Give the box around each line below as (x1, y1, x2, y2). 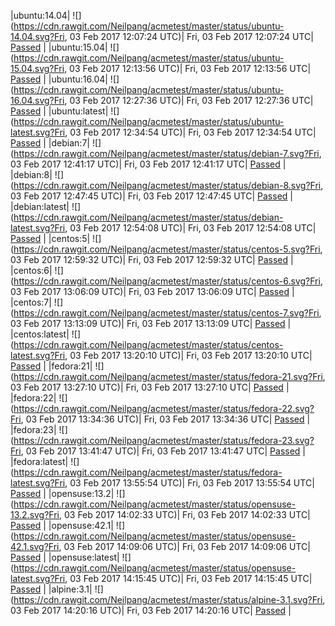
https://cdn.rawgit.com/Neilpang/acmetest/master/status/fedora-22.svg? (13, 403, 315, 414)
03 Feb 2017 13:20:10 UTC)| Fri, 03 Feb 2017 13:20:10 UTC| (69, 350, 313, 361)
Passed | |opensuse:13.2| (10, 488, 115, 499)
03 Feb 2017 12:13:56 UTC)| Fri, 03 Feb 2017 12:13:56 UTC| (69, 63, 312, 74)
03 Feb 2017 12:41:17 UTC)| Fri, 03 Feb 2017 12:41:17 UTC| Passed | (10, 158, 287, 170)
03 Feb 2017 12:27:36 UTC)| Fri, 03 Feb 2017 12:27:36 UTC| (69, 95, 314, 106)
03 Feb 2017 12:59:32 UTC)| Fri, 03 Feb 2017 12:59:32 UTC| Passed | (10, 254, 294, 265)
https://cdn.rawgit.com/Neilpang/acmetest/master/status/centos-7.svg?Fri (13, 307, 320, 319)
